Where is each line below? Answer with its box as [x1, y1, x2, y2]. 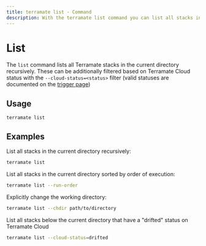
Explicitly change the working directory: [6, 193, 107, 201]
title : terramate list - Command [6, 9, 92, 15]
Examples [6, 131, 45, 141]
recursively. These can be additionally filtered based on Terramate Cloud [6, 68, 191, 75]
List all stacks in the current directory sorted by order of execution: [6, 170, 175, 177]
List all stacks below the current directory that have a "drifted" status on [6, 216, 188, 223]
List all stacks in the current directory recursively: [6, 147, 131, 155]
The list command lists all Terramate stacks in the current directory [6, 61, 180, 69]
